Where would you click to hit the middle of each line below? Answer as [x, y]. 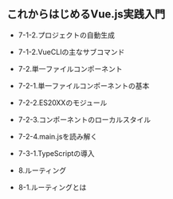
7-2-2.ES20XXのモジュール [63, 103]
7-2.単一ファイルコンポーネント [70, 68]
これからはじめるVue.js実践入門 [86, 14]
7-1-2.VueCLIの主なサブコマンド [71, 52]
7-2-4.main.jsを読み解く [58, 136]
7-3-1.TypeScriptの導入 [57, 153]
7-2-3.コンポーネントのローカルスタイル [85, 119]
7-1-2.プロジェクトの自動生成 [67, 35]
